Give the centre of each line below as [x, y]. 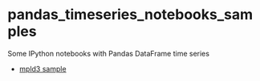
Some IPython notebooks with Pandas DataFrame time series [109, 53]
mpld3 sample [43, 68]
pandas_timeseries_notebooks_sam [130, 15]
